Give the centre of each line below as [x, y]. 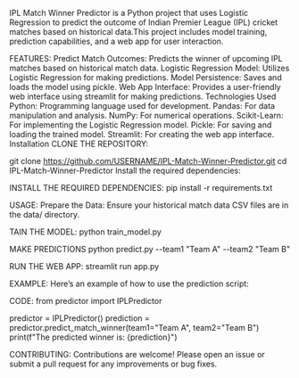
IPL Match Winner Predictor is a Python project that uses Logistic [129, 13]
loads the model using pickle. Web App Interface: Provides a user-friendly [145, 87]
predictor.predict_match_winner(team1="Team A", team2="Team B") [134, 328]
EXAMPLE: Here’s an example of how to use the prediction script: [129, 283]
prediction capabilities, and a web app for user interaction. [116, 41]
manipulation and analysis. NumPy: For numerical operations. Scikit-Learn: [146, 115]
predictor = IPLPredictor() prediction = [79, 318]
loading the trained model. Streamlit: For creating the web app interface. [142, 134]
